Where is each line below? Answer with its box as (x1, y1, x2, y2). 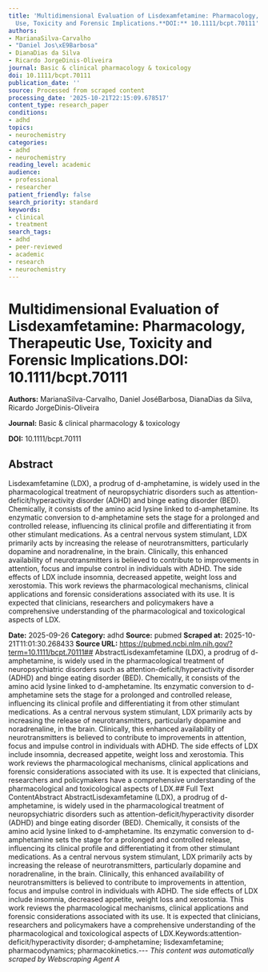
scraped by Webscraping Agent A (8, 954, 120, 964)
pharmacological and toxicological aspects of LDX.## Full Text (8, 784, 214, 794)
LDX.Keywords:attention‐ (159, 929, 242, 938)
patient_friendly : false (8, 190, 91, 199)
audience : (8, 168, 42, 176)
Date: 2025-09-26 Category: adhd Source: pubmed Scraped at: (8, 630, 223, 640)
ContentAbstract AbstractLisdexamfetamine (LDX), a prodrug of (8, 792, 218, 802)
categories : (8, 138, 48, 147)
